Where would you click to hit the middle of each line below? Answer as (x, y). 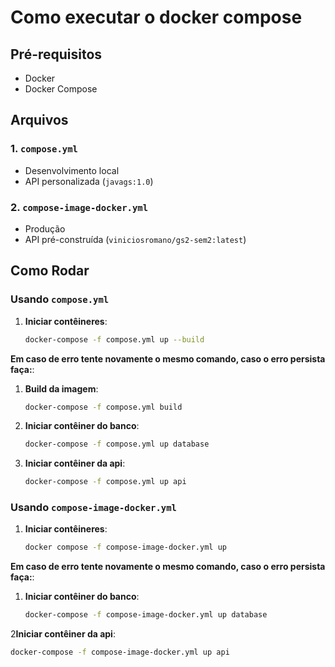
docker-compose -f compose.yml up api (105, 482)
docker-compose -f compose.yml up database (117, 444)
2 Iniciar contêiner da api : (63, 634)
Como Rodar (50, 271)
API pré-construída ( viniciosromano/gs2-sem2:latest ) (135, 239)
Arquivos (39, 120)
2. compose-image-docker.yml (79, 207)
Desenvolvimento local (72, 170)
